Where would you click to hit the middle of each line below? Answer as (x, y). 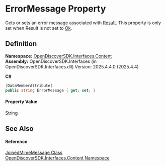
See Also (19, 129)
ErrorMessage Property (56, 9)
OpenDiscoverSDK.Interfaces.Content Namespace (57, 158)
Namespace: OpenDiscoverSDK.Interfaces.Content (59, 56)
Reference (16, 141)
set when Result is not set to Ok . (39, 28)
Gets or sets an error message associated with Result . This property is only (83, 23)
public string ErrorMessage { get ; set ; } (50, 90)
